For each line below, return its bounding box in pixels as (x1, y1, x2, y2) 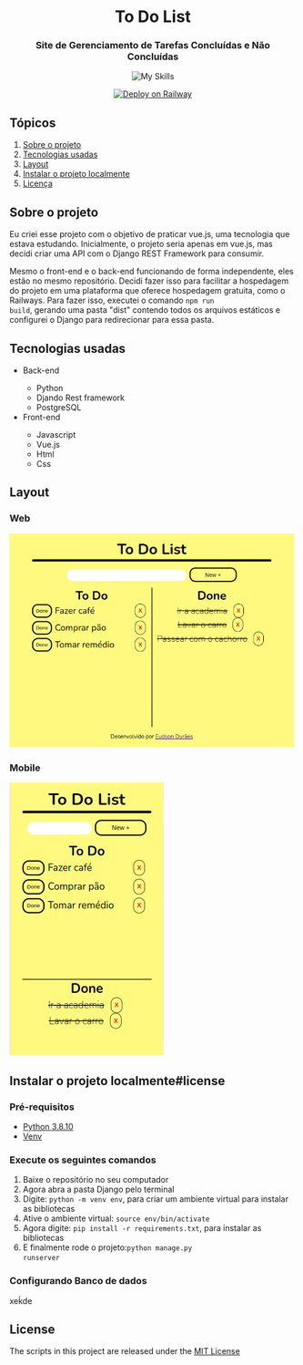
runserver (22, 1254, 61, 1263)
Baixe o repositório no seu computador (22, 1174, 169, 1185)
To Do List (115, 6, 191, 27)
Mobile (9, 761, 41, 774)
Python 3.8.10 (22, 1122, 75, 1132)
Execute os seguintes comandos (9, 1153, 157, 1166)
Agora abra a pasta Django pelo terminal (22, 1184, 175, 1195)
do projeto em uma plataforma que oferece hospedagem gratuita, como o (9, 285, 286, 296)
